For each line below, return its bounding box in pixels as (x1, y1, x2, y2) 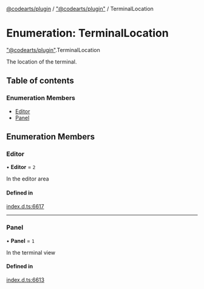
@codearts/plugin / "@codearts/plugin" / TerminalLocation (6, 5, 154, 12)
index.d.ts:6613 (6, 276, 44, 284)
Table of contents (6, 76, 74, 86)
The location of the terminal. (6, 58, 77, 65)
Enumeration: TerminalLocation (6, 27, 169, 40)
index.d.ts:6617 (6, 202, 44, 210)
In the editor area (6, 175, 50, 182)
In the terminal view (6, 248, 56, 256)
